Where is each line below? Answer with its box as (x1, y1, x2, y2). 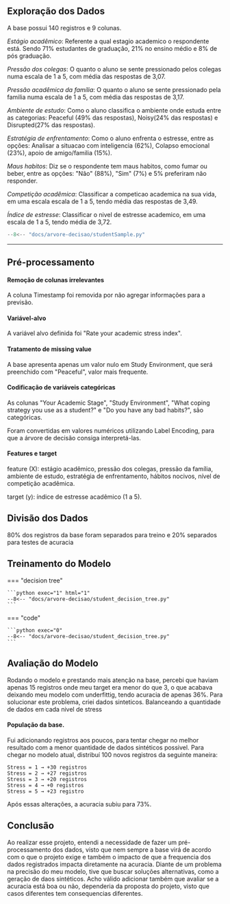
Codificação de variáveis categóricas (7, 383, 116, 392)
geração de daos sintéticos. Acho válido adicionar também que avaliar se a (7, 874, 219, 883)
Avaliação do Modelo (7, 657, 99, 669)
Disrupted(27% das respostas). (7, 120, 96, 129)
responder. (7, 177, 38, 185)
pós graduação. (7, 52, 52, 60)
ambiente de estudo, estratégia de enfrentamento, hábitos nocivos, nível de (7, 472, 220, 480)
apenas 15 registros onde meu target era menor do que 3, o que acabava (7, 683, 213, 691)
